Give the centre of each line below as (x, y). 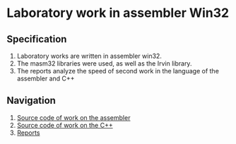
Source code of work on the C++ (65, 125)
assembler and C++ (46, 78)
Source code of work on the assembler (73, 117)
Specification (37, 39)
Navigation (31, 101)
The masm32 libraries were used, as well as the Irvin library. (104, 64)
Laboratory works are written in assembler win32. (89, 56)
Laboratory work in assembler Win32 (118, 13)
